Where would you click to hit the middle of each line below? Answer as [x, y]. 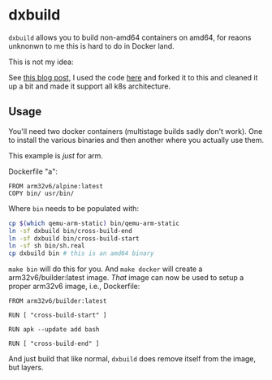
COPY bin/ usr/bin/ [41, 193]
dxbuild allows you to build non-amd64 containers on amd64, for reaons [130, 37]
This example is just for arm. [56, 155]
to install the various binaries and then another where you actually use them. [136, 140]
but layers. [26, 368]
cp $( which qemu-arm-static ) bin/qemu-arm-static [94, 223]
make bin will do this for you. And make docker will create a [106, 269]
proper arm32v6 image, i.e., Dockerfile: [74, 287]
